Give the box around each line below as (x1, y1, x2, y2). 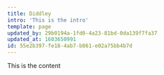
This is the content (7, 62, 61, 69)
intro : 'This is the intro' (7, 17, 89, 24)
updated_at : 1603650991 (7, 36, 77, 43)
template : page (7, 23, 52, 30)
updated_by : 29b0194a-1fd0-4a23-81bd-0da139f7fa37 (7, 29, 158, 37)
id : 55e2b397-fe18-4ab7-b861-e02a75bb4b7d (7, 42, 133, 49)
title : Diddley (7, 10, 52, 17)
